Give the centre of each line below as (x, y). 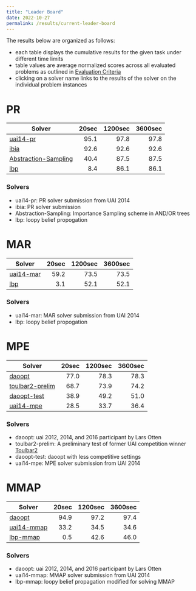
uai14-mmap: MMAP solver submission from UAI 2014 (83, 575)
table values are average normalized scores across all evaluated (95, 65)
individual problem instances (51, 85)
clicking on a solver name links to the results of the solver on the (96, 78)
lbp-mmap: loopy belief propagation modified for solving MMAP (95, 582)
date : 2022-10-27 (28, 18)
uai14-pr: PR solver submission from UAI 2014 (73, 200)
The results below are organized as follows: (61, 41)
